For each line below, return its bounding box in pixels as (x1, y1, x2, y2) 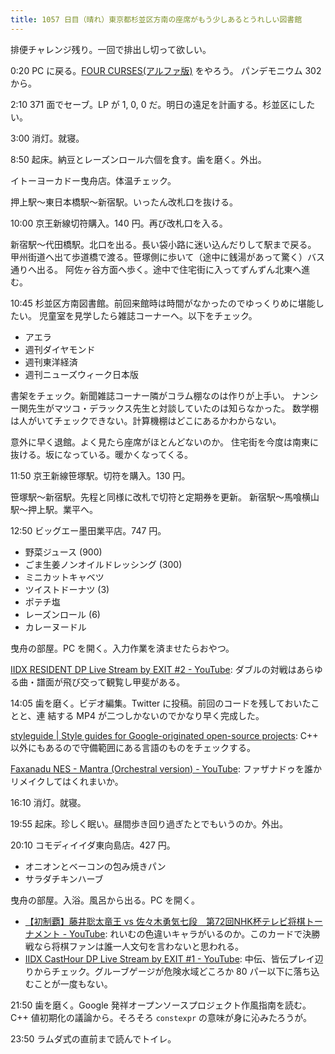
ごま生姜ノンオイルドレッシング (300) (24, 558, 183, 570)
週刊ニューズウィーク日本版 (24, 368, 140, 380)
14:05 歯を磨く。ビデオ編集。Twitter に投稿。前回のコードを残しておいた (10, 697, 312, 709)
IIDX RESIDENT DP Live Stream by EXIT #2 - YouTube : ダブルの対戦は (10, 663, 297, 675)
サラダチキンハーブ (24, 872, 104, 885)
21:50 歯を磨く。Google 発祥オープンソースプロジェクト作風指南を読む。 (10, 999, 312, 1011)
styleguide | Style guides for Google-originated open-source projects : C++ (10, 729, 319, 741)
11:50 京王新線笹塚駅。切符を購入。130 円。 (10, 469, 191, 481)
